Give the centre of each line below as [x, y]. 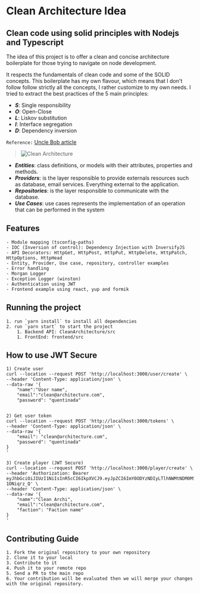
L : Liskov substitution [41, 118]
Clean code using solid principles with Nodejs [93, 33]
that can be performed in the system [60, 210]
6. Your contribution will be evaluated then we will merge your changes [100, 579]
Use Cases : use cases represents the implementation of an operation [100, 203]
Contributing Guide [43, 539]
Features [23, 228]
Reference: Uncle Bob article [41, 142]
